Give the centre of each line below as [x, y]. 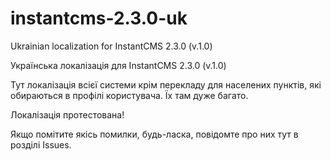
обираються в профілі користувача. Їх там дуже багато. [129, 95]
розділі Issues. [41, 144]
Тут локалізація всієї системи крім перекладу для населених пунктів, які [166, 84]
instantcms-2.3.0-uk [99, 18]
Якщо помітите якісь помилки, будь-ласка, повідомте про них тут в [154, 134]
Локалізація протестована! [67, 114]
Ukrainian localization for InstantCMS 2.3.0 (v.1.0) [111, 46]
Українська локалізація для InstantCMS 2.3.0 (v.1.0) [118, 65]
